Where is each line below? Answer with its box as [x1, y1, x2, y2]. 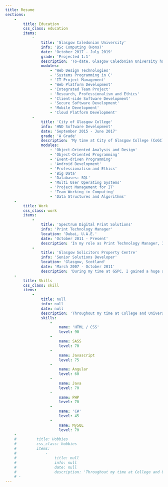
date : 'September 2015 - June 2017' [40, 129, 117, 134]
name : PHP [58, 395, 79, 400]
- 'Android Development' [49, 161, 101, 166]
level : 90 [58, 329, 79, 334]
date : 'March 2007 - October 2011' [40, 264, 115, 269]
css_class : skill [23, 283, 59, 288]
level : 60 [58, 372, 79, 377]
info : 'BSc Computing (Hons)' [40, 45, 104, 50]
